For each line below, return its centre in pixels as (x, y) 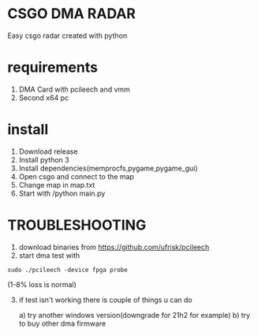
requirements (52, 67)
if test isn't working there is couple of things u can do (105, 300)
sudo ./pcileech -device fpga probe (67, 270)
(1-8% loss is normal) (42, 284)
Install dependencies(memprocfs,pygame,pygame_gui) (108, 168)
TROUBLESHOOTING (77, 225)
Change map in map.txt (57, 185)
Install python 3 (44, 159)
